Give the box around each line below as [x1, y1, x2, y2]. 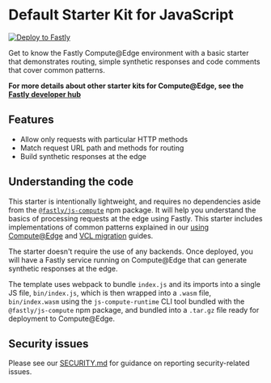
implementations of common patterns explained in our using [8, 222, 209, 232]
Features [8, 113, 54, 127]
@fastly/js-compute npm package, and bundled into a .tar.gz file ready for [8, 305, 260, 314]
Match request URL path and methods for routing [19, 143, 184, 153]
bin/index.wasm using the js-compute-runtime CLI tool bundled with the [8, 297, 245, 306]
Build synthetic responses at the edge [19, 151, 147, 161]
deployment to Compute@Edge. [8, 314, 116, 323]
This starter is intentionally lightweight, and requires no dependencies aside [8, 196, 261, 206]
